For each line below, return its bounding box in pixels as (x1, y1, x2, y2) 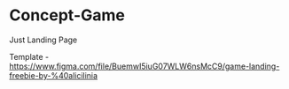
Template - (9, 51, 50, 62)
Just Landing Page (9, 34, 78, 45)
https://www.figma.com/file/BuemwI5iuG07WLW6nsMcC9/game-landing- (9, 61, 280, 71)
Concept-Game (9, 5, 126, 26)
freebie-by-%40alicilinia (9, 70, 98, 80)
